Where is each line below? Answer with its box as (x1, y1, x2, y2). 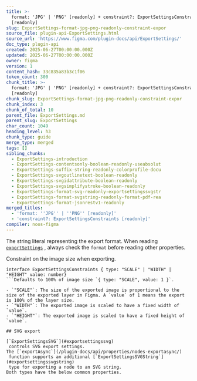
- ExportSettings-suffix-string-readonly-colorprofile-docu (11, 167, 161, 173)
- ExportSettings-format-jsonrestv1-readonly (11, 200, 125, 205)
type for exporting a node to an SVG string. (8, 364, 122, 370)
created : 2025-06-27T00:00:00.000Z (6, 47, 93, 53)
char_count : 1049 (6, 123, 49, 129)
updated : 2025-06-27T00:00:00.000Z (6, 52, 93, 58)
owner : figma (6, 58, 38, 63)
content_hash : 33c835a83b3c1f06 (6, 69, 85, 75)
